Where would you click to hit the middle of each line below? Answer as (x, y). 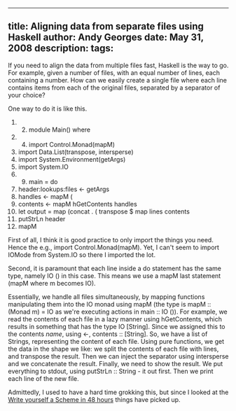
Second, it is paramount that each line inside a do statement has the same (114, 268)
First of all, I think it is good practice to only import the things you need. (111, 239)
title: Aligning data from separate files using (106, 26)
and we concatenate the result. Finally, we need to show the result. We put (116, 363)
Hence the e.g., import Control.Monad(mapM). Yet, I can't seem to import (114, 247)
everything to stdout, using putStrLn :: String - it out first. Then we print (111, 371)
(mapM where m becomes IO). (52, 283)
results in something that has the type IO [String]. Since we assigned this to (117, 326)
